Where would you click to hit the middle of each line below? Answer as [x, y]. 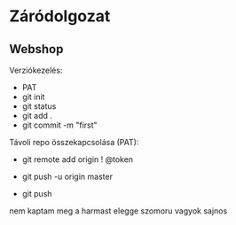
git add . [37, 116]
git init [33, 97]
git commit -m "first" [59, 125]
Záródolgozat [60, 16]
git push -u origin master [67, 176]
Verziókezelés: [36, 70]
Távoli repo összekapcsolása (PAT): [74, 142]
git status [39, 106]
